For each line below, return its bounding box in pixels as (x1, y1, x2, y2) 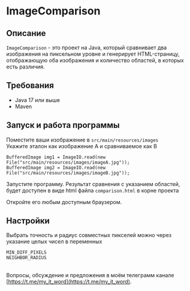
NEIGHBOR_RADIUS (6, 255, 47, 261)
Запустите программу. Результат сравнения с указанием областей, (6, 180, 180, 187)
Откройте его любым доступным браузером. (6, 198, 122, 205)
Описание (6, 28, 46, 38)
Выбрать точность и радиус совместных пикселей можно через (6, 232, 172, 239)
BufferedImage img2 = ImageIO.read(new (6, 164, 106, 170)
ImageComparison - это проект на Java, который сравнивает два (6, 44, 167, 51)
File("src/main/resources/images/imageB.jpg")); (6, 170, 130, 176)
